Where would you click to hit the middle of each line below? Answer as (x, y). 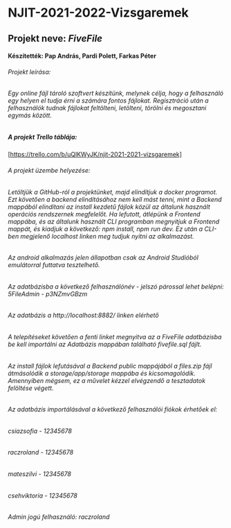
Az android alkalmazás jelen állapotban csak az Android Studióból (103, 257)
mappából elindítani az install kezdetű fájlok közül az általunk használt (109, 207)
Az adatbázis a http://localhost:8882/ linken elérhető (83, 315)
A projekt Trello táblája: (43, 137)
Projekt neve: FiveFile (55, 39)
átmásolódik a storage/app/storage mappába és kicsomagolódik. (102, 373)
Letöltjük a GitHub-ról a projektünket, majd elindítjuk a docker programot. (113, 191)
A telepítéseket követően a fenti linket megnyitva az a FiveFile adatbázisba (115, 337)
